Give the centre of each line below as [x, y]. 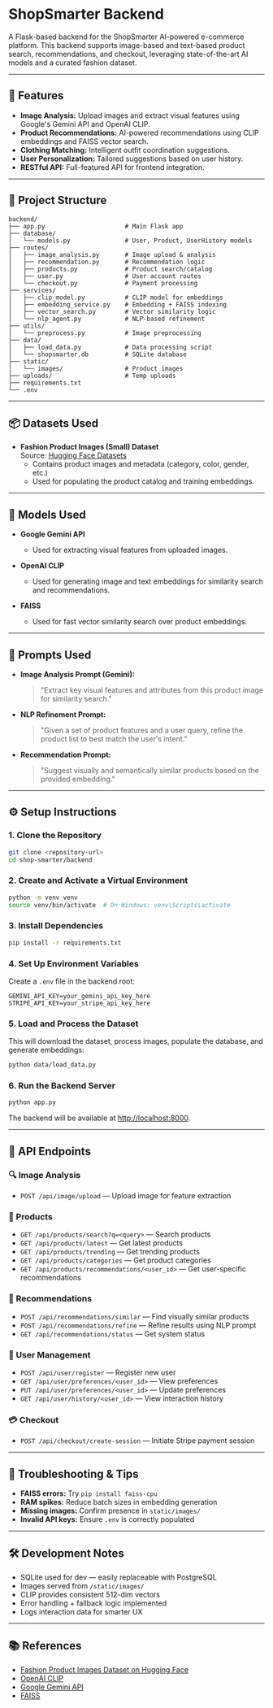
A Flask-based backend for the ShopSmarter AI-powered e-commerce [127, 37]
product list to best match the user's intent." [114, 739]
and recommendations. [71, 590]
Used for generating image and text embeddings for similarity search [148, 581]
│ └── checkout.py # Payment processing [103, 283]
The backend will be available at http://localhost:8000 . [100, 1118]
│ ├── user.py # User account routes [105, 276]
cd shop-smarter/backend [50, 860]
